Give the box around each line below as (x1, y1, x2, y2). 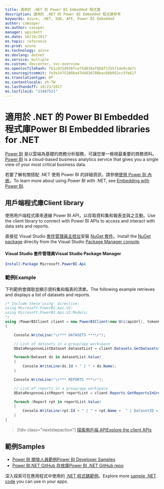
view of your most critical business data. (5, 162, 86, 167)
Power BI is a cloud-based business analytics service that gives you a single (5, 157, 159, 163)
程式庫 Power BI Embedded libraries (5, 123, 150, 135)
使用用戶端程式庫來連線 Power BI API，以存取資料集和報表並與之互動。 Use (5, 213, 156, 219)
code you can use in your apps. (5, 478, 68, 484)
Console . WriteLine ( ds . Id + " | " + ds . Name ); (22, 364, 117, 369)
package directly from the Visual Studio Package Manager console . (5, 239, 141, 244)
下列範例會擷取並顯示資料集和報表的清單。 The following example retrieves (5, 286, 155, 292)
